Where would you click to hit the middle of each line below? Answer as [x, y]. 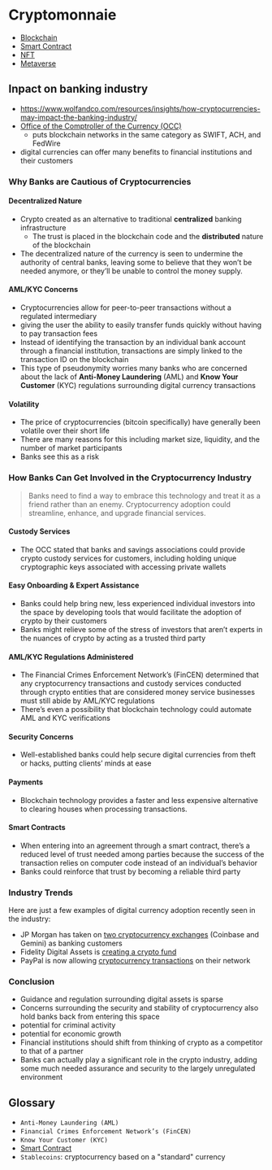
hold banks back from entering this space [90, 1017]
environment [41, 1077]
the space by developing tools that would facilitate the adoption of [131, 612]
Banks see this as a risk [60, 456]
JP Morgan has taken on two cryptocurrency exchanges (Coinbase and [140, 935]
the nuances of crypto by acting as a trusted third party [113, 638]
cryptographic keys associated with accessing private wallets [123, 566]
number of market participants [71, 448]
